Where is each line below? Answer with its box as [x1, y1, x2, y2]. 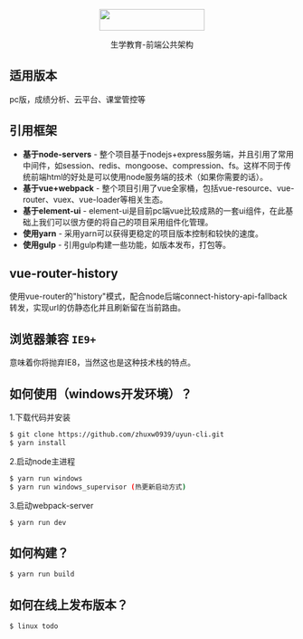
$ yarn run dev [9, 518, 67, 527]
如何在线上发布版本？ [9, 597, 128, 613]
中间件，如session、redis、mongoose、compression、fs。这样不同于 [22, 159, 284, 171]
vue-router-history [9, 266, 119, 281]
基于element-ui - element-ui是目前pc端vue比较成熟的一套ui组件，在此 [22, 205, 286, 216]
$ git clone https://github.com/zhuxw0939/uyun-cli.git [9, 430, 224, 439]
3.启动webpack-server [9, 500, 94, 510]
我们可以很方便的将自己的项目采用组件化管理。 [38, 216, 213, 227]
